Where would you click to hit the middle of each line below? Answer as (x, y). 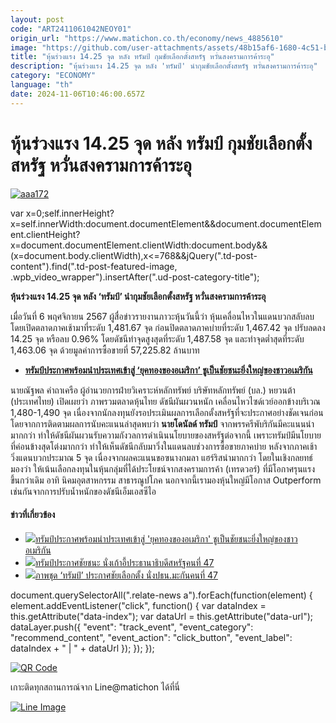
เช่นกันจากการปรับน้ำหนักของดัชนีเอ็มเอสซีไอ (83, 491)
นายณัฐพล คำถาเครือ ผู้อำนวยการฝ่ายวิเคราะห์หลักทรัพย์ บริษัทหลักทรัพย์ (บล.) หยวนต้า (153, 390)
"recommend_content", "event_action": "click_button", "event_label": (151, 637)
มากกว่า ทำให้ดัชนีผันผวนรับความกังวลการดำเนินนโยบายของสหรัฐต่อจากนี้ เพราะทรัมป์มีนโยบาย (166, 435)
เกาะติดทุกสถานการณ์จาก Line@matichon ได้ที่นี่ (95, 687)
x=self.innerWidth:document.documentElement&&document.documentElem (166, 223)
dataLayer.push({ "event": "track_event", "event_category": (132, 627)
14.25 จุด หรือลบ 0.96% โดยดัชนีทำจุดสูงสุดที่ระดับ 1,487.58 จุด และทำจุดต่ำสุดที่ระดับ (157, 338)
